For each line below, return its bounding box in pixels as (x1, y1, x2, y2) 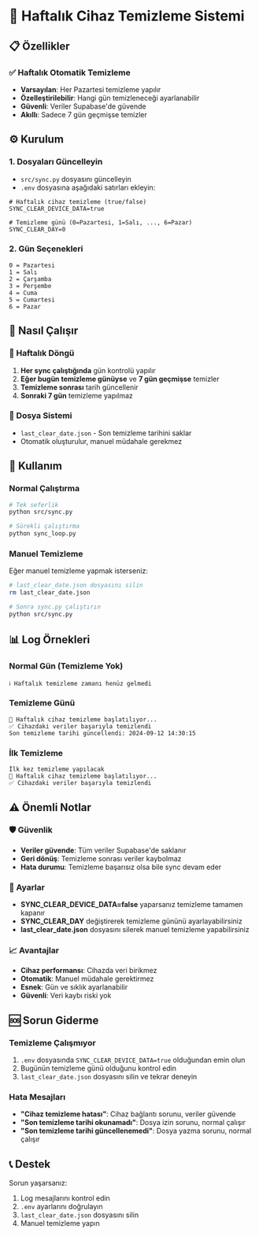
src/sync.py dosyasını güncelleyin (20, 174, 132, 183)
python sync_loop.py (9, 530, 77, 538)
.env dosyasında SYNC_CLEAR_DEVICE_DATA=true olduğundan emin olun (20, 1055, 246, 1065)
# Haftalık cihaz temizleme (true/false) (9, 198, 147, 205)
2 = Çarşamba (9, 275, 52, 283)
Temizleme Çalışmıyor (9, 1037, 97, 1048)
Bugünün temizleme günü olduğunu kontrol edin (20, 1064, 176, 1073)
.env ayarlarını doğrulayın (20, 1202, 103, 1212)
